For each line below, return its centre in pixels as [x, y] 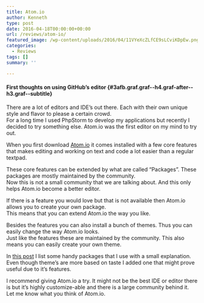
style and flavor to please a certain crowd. [59, 113]
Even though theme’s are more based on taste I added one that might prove [101, 262]
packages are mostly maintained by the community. [71, 176]
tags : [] [17, 57]
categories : [21, 46]
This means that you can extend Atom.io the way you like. [78, 213]
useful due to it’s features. [39, 269]
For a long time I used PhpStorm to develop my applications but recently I [98, 120]
